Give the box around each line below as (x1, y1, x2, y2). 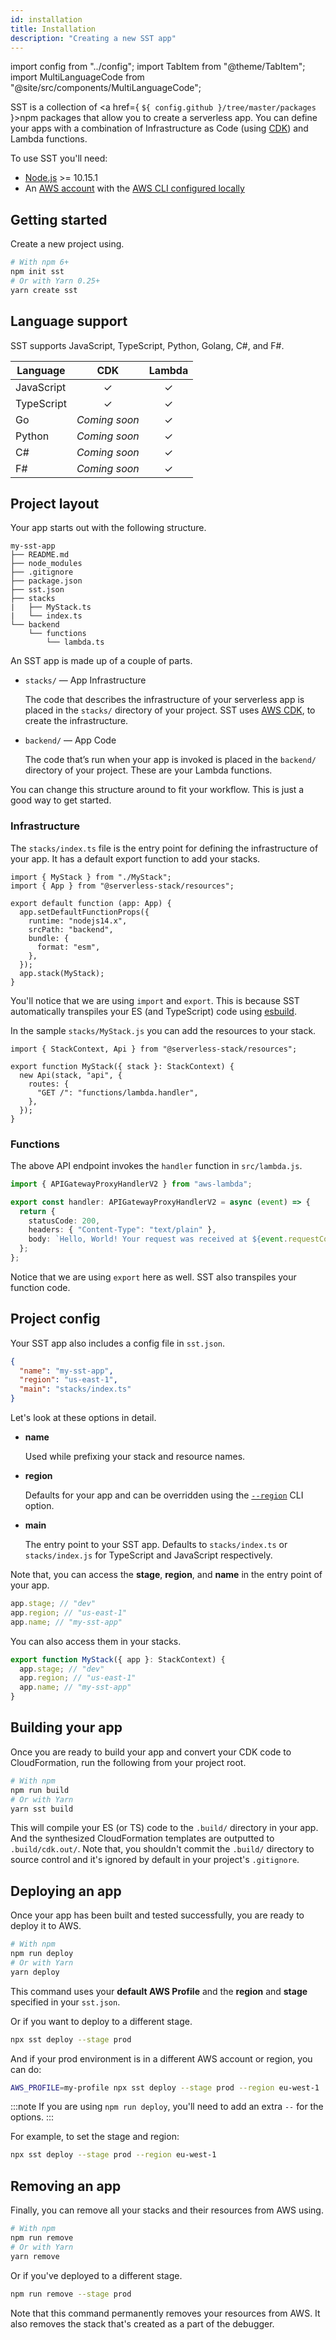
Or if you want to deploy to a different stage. (10, 2015, 193, 2027)
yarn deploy (10, 1967, 60, 1977)
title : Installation (10, 24, 97, 34)
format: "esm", (36, 942, 101, 952)
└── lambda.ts (46, 637, 105, 648)
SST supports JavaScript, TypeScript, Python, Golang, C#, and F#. (10, 339, 285, 351)
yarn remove (10, 2251, 60, 2261)
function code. (10, 1281, 71, 1293)
